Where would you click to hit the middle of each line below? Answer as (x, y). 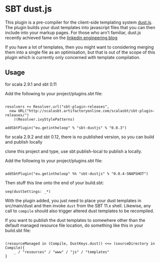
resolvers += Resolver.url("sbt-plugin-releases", (57, 107)
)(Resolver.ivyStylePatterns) (44, 119)
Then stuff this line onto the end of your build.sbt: (55, 183)
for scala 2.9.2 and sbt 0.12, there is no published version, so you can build (80, 137)
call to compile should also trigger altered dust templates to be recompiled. (80, 211)
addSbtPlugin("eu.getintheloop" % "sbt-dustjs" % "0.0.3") (66, 128)
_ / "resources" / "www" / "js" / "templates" (62, 252)
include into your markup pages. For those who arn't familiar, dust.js (73, 32)
